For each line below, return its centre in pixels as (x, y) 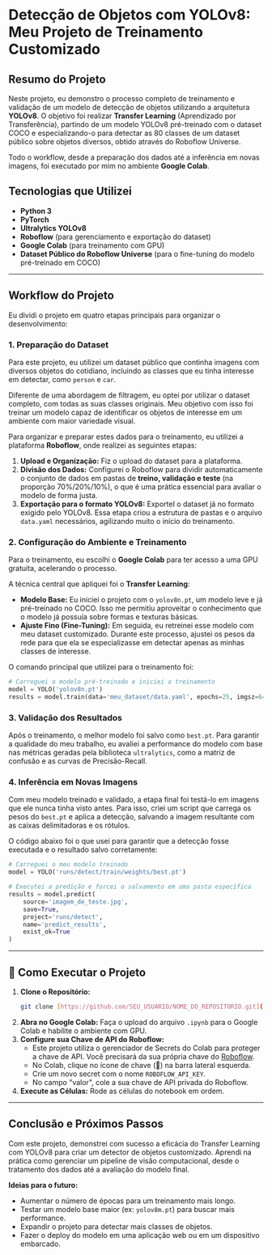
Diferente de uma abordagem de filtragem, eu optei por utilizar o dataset (129, 395)
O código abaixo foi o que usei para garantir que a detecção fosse (119, 841)
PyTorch (34, 219)
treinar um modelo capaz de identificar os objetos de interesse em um (125, 412)
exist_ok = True (47, 932)
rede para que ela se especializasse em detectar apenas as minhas (132, 643)
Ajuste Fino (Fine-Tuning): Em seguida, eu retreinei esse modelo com (137, 626)
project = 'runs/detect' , (63, 917)
